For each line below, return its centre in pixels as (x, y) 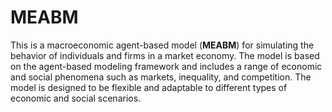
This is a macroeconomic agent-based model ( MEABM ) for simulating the (162, 45)
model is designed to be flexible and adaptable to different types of (149, 87)
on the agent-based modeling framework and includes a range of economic (166, 66)
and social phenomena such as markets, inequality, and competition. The (161, 77)
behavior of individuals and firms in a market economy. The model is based (165, 55)
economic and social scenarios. (76, 98)
